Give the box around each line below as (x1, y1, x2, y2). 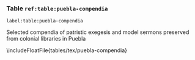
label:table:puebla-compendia (6, 18, 84, 24)
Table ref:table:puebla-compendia (6, 4, 108, 13)
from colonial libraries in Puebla (6, 35, 86, 42)
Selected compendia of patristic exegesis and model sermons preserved (6, 28, 189, 36)
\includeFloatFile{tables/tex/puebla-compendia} (6, 47, 127, 54)
